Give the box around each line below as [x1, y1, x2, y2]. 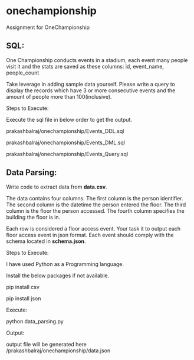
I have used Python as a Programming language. [6, 260, 124, 267]
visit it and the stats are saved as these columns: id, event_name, [6, 63, 164, 70]
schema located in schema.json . [6, 238, 87, 245]
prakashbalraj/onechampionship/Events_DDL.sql [6, 127, 124, 134]
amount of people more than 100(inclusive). [6, 93, 112, 100]
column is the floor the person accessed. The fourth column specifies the [6, 207, 185, 214]
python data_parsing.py [6, 317, 64, 325]
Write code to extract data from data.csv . [6, 183, 107, 190]
